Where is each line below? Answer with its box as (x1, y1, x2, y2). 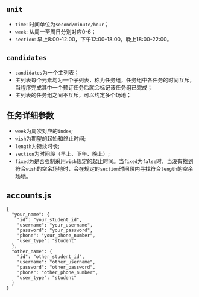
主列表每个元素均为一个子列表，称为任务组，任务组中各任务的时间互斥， (14, 76, 195, 84)
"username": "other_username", (17, 259, 96, 265)
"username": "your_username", (17, 222, 93, 228)
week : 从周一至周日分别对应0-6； (14, 28, 96, 35)
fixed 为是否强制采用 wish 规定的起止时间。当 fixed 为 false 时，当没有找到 (14, 158, 194, 165)
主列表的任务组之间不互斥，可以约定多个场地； (14, 91, 131, 99)
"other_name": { (11, 248, 52, 255)
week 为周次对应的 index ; (14, 127, 74, 135)
